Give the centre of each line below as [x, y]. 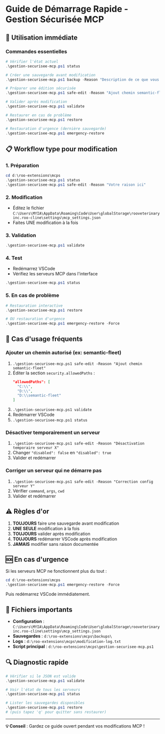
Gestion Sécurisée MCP [55, 19]
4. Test [14, 258]
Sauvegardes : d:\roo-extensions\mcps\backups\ [62, 636]
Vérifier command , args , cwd [38, 490]
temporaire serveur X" [36, 448]
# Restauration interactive [34, 306]
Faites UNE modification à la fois [45, 222]
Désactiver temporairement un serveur [53, 433]
